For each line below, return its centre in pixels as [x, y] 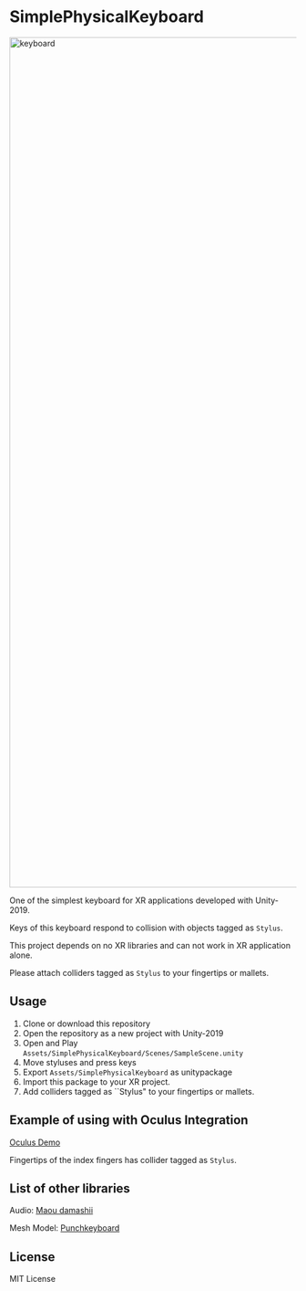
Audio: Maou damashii [51, 1211]
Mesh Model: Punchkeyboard [65, 1228]
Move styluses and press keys [79, 1062]
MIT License [33, 1279]
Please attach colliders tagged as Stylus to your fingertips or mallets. [139, 972]
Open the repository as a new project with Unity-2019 [123, 1033]
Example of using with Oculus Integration [129, 1120]
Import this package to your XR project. [97, 1081]
